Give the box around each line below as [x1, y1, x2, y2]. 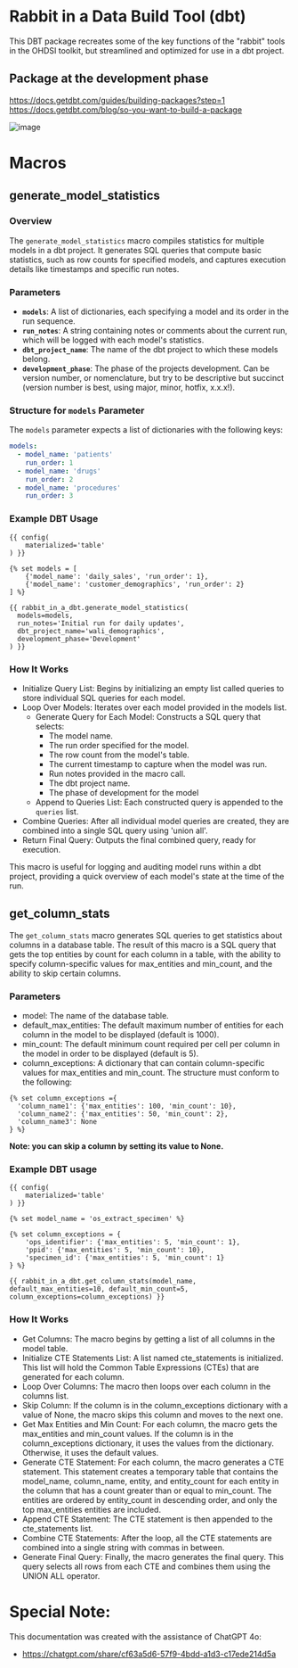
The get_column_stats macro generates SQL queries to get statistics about [9, 929, 283, 940]
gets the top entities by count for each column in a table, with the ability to [9, 948, 282, 960]
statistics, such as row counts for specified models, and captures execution [9, 254, 286, 265]
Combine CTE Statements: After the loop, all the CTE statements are [21, 1532, 273, 1543]
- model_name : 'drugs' [17, 467, 101, 475]
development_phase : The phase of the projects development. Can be [21, 363, 270, 374]
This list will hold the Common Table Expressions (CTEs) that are [21, 1362, 260, 1373]
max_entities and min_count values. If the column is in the [21, 1428, 234, 1439]
